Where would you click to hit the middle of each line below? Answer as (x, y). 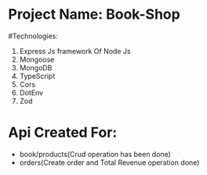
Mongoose (37, 59)
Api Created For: (63, 132)
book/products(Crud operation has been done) (95, 154)
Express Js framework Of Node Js (75, 51)
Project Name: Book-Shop (94, 14)
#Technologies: (33, 36)
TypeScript (37, 76)
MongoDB (36, 67)
